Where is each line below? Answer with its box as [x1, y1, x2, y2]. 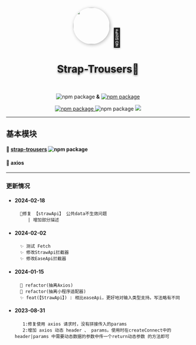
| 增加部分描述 [27, 217, 60, 223]
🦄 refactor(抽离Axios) [20, 282, 73, 288]
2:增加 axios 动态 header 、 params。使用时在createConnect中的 [22, 327, 171, 333]
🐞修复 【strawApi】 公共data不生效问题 [20, 211, 107, 217]
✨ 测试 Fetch [20, 243, 51, 250]
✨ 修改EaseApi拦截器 [20, 256, 66, 262]
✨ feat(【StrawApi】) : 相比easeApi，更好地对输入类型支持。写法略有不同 [20, 295, 180, 301]
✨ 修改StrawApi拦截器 [20, 250, 69, 256]
